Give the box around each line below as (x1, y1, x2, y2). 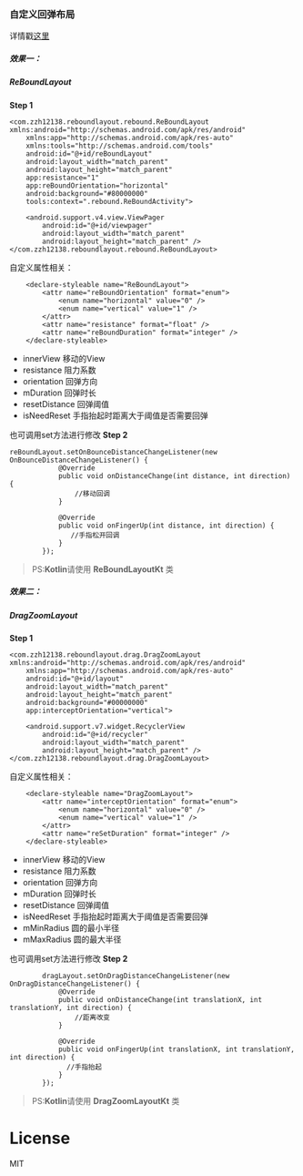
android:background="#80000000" (25, 189, 148, 198)
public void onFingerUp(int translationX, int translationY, (57, 1045, 296, 1054)
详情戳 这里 (9, 30, 50, 42)
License (9, 1128, 71, 1149)
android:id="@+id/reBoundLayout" (25, 148, 153, 159)
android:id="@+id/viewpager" (42, 220, 153, 230)
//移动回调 (74, 489, 111, 498)
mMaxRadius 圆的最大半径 (22, 934, 122, 945)
